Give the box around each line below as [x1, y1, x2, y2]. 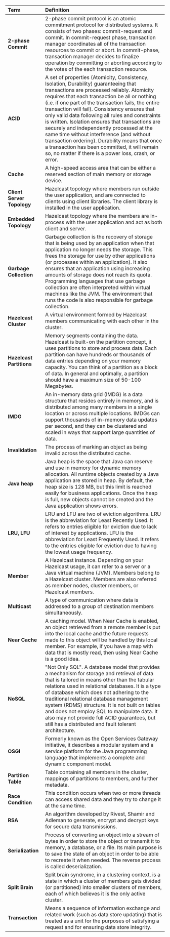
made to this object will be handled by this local [45, 636, 158, 643]
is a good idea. [45, 656, 80, 662]
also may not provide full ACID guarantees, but [45, 714, 156, 721]
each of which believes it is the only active [45, 890, 146, 897]
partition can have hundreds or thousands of [45, 351, 151, 358]
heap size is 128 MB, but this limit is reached [45, 483, 152, 490]
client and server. [45, 225, 87, 232]
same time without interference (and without [45, 131, 151, 138]
